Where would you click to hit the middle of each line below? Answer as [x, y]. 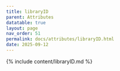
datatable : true [26, 22]
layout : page [22, 28]
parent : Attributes [30, 17]
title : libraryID [27, 12]
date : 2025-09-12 [27, 45]
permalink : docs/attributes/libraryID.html [60, 39]
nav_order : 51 [24, 34]
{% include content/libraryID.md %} [49, 61]
